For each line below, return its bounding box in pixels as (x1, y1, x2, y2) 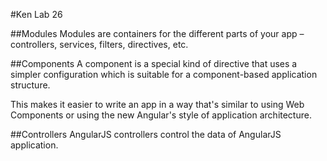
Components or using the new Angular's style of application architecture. (10, 109, 312, 121)
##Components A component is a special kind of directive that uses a (10, 58, 298, 69)
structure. (10, 79, 51, 91)
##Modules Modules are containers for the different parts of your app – (10, 28, 305, 39)
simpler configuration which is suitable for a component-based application (10, 69, 318, 80)
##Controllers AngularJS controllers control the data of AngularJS (10, 129, 282, 140)
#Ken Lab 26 (10, 9, 63, 20)
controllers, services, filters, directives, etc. (10, 39, 189, 50)
